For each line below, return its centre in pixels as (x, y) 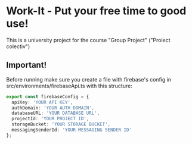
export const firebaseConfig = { (48, 96)
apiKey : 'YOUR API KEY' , (42, 102)
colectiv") (18, 46)
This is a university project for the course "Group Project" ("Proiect (89, 40)
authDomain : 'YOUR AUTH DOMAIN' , (53, 108)
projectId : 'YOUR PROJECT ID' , (50, 119)
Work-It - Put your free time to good (96, 11)
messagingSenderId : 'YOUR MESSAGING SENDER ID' (72, 130)
